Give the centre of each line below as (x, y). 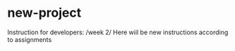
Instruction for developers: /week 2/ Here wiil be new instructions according (118, 32)
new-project (44, 13)
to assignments (30, 39)
